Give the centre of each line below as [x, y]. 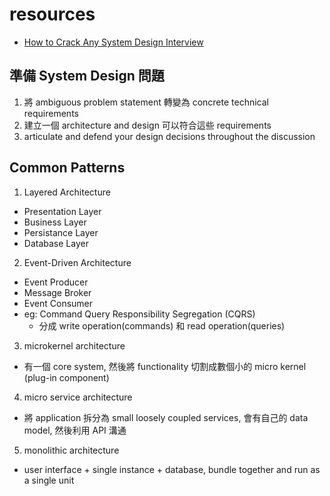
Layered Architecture [67, 192]
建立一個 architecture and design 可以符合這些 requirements [147, 125]
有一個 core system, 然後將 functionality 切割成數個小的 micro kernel [165, 366]
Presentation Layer [62, 211]
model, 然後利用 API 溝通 [75, 430]
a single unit [49, 480]
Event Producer [56, 282]
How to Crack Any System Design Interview [113, 42]
